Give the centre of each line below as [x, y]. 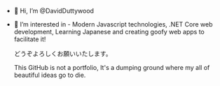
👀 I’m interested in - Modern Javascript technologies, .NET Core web [113, 24]
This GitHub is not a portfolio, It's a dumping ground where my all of [112, 67]
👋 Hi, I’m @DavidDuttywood [54, 11]
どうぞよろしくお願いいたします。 [63, 53]
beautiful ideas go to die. [50, 75]
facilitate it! [30, 39]
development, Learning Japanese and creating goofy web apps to [109, 32]
